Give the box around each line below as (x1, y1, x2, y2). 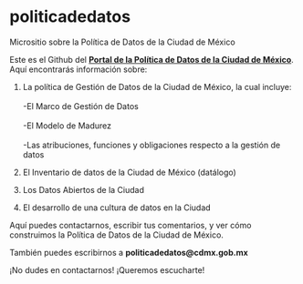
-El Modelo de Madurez (22, 120, 112, 131)
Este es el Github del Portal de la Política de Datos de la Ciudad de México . (9, 54, 294, 65)
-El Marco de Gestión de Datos (22, 100, 139, 111)
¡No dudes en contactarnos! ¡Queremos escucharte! (9, 264, 205, 275)
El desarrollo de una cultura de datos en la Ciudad (22, 202, 212, 213)
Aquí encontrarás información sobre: (9, 64, 148, 75)
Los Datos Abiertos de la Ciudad (22, 184, 144, 195)
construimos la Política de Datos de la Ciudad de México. (9, 229, 224, 240)
